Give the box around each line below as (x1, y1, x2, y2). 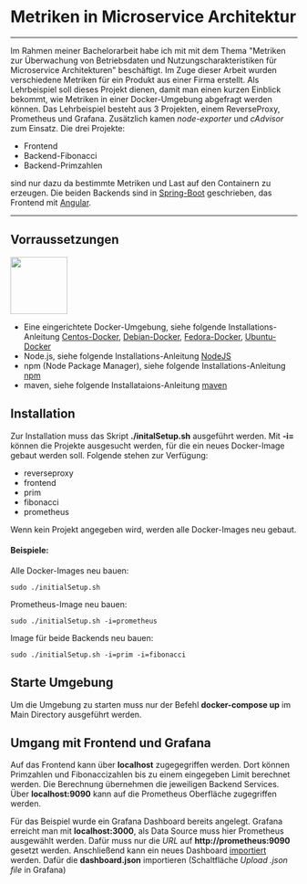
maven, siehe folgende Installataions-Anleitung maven (23, 379, 228, 390)
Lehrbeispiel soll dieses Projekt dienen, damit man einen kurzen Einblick (10, 84, 281, 95)
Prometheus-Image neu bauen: (10, 598, 128, 609)
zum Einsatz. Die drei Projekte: (10, 122, 126, 133)
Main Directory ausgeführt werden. (10, 709, 142, 720)
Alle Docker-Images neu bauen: (10, 564, 129, 576)
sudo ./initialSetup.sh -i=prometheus (10, 616, 158, 626)
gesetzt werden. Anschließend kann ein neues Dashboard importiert (10, 845, 267, 856)
